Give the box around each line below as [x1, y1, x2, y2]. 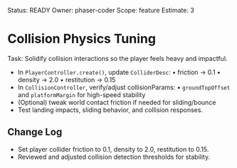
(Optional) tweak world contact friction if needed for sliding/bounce [17, 98, 216, 106]
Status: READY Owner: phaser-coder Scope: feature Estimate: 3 [7, 6, 194, 14]
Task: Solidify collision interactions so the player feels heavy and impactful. [7, 54, 228, 62]
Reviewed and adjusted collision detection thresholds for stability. [17, 152, 211, 161]
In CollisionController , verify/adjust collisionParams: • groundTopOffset [17, 83, 231, 91]
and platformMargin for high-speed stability [17, 90, 146, 99]
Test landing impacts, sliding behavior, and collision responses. [17, 106, 204, 114]
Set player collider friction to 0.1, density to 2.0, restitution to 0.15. [17, 145, 209, 153]
